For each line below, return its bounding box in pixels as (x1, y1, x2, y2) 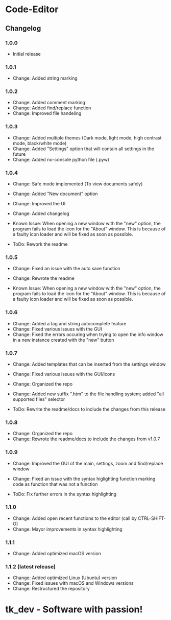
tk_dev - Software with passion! (5, 604, 143, 615)
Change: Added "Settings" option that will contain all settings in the (12, 146, 155, 152)
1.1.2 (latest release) (5, 563, 56, 570)
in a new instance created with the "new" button (12, 337, 114, 343)
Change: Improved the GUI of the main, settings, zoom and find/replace (12, 460, 163, 466)
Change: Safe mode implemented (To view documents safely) (12, 181, 143, 187)
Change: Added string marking (12, 75, 78, 81)
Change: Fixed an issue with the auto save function (12, 266, 121, 272)
